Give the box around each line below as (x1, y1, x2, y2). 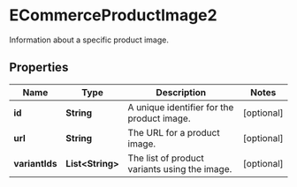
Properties (9, 60, 69, 75)
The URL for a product (127, 126, 220, 138)
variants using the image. (127, 162, 232, 175)
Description (156, 86, 207, 98)
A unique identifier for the (127, 101, 234, 113)
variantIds (13, 157, 57, 169)
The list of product (127, 152, 205, 164)
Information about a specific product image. (9, 34, 170, 45)
